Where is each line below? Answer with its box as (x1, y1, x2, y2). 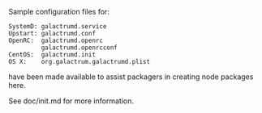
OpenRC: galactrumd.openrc (8, 36, 104, 44)
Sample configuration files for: (8, 7, 110, 16)
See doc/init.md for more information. (8, 96, 134, 106)
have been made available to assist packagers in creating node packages (8, 72, 254, 82)
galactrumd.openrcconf (41, 44, 118, 52)
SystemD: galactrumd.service (8, 23, 107, 31)
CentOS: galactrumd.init (8, 51, 96, 59)
